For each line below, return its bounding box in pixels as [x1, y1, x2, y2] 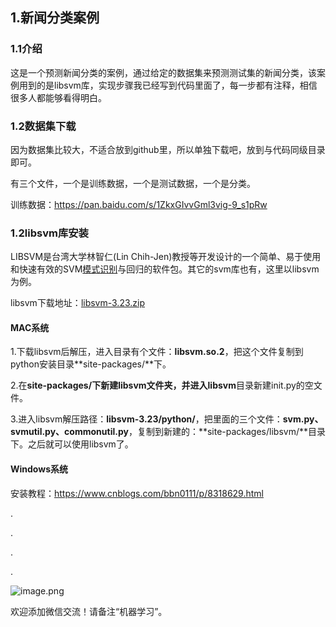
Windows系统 [10, 463, 68, 475]
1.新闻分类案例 [10, 9, 100, 27]
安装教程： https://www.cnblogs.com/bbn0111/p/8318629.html [10, 487, 264, 499]
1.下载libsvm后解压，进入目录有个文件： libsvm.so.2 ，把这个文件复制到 [10, 346, 304, 358]
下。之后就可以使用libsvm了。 [10, 438, 134, 450]
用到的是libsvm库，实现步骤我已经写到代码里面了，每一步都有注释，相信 [18, 79, 318, 91]
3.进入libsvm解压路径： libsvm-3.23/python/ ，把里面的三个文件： [10, 413, 283, 425]
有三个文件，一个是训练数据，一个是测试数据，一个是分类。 [10, 177, 256, 189]
